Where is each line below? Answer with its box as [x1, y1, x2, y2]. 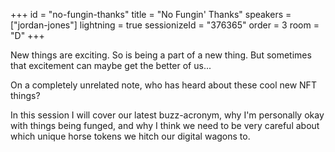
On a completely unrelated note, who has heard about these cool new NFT [10, 79, 317, 91]
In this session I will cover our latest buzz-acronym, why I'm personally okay [10, 109, 325, 121]
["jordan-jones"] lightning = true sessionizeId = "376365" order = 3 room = [10, 19, 320, 31]
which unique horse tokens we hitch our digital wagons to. [10, 130, 251, 142]
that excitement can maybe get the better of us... [10, 60, 212, 71]
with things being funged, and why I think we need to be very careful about [10, 120, 320, 131]
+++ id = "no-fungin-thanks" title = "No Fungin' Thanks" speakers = [10, 9, 292, 20]
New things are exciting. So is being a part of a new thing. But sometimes [10, 49, 312, 61]
